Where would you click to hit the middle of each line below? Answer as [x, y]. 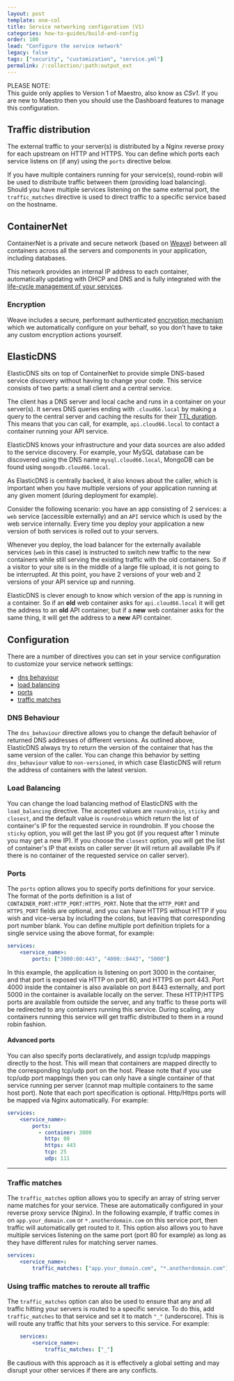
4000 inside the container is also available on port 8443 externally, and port [116, 987]
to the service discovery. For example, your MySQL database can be [106, 452]
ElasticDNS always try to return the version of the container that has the [110, 748]
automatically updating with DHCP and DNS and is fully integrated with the [114, 279]
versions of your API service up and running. [71, 582]
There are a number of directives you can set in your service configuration [114, 656]
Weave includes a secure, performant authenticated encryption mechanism [116, 320]
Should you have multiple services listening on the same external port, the [114, 190]
